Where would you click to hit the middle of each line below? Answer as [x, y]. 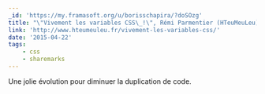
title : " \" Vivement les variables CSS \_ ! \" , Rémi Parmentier [111, 23]
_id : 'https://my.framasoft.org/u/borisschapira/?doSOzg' [105, 15]
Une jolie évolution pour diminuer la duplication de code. [100, 81]
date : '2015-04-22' [40, 37]
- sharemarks [44, 60]
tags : [17, 45]
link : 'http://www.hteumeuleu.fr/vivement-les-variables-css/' [114, 30]
